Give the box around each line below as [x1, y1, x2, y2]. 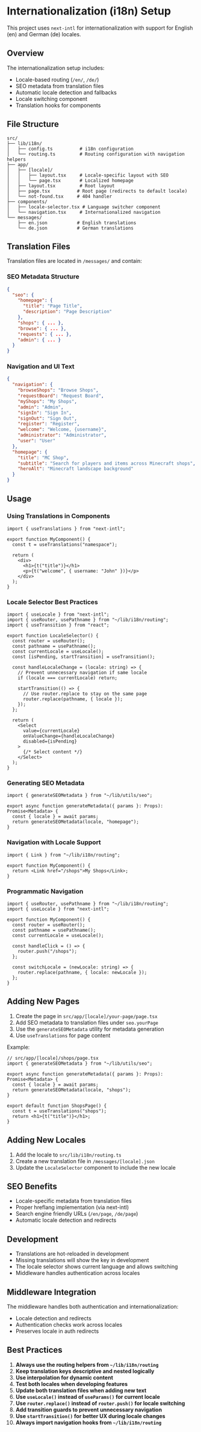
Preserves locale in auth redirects [15, 1327, 99, 1335]
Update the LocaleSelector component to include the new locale [15, 1164, 176, 1171]
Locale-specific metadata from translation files [15, 1198, 132, 1205]
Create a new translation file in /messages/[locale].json [15, 1157, 155, 1164]
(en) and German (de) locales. [7, 30, 81, 37]
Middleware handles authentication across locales [15, 1269, 140, 1277]
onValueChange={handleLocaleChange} [22, 733, 115, 740]
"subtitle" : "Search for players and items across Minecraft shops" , [17, 460, 196, 466]
